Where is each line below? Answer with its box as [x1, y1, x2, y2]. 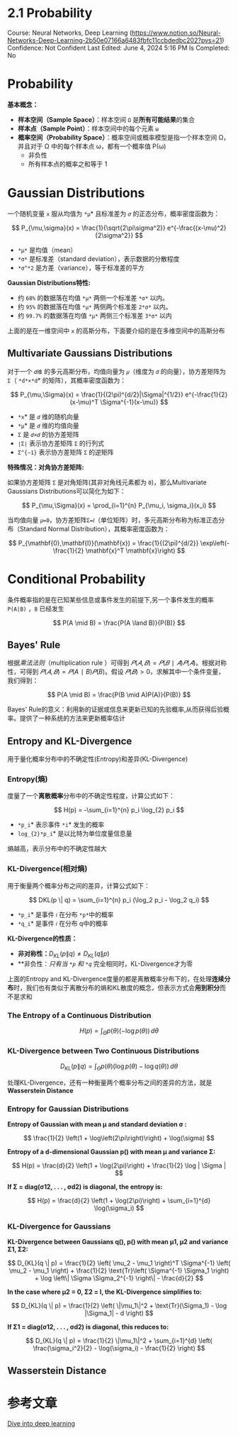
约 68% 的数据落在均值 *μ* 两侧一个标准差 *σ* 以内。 [17, 293, 169, 302]
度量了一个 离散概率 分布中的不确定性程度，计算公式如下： [7, 792, 175, 800]
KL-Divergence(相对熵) [7, 864, 88, 874]
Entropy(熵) [7, 775, 48, 785]
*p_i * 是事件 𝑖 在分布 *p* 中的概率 [17, 910, 114, 919]
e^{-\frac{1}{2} [185, 390, 228, 399]
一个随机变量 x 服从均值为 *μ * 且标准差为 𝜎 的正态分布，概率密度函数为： [7, 209, 220, 218]
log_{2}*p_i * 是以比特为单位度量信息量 [17, 829, 132, 838]
